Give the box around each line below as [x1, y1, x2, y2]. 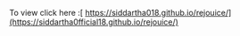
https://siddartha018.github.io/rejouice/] [84, 8, 232, 18]
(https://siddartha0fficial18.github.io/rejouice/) [9, 17, 178, 27]
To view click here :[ [9, 8, 83, 18]
